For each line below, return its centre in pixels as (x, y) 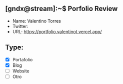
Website (21, 71)
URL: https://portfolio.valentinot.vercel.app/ (57, 31)
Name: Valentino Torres (37, 21)
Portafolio (22, 59)
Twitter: (20, 26)
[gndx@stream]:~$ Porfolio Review (61, 9)
